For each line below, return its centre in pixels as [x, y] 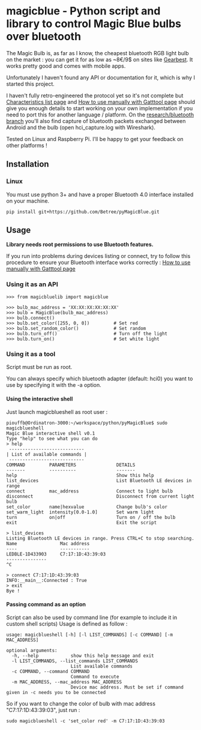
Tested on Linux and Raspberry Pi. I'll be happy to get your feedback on [95, 139]
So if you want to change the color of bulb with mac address [81, 704]
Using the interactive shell [40, 399]
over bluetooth [44, 37]
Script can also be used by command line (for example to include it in [92, 618]
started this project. [31, 84]
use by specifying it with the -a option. [54, 385]
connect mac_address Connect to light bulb [89, 491]
